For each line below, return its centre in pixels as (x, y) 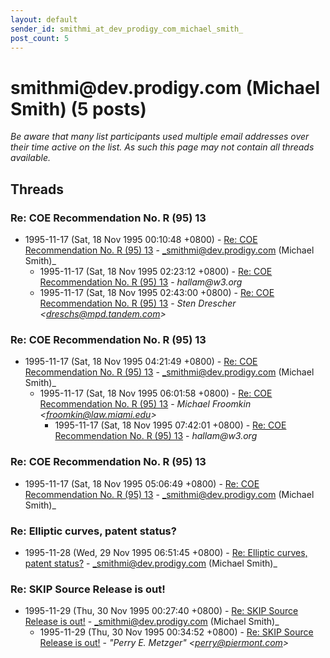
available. (31, 158)
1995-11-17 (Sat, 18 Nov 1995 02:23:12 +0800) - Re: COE (156, 271)
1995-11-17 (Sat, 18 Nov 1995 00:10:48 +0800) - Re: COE (141, 239)
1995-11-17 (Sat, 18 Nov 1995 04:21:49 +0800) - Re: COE (141, 362)
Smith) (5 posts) (78, 108)
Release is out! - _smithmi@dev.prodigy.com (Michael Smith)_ (152, 622)
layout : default (44, 19)
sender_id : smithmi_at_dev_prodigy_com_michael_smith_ (127, 29)
